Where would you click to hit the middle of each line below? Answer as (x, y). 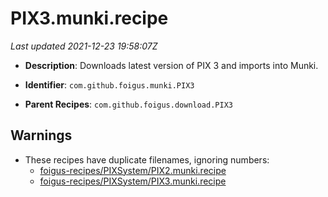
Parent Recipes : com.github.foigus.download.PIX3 (128, 104)
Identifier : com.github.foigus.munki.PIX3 (109, 84)
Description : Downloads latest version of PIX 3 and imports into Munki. (171, 65)
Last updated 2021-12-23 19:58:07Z (84, 46)
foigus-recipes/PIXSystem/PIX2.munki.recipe (133, 170)
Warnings (41, 135)
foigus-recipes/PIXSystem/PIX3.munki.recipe (133, 181)
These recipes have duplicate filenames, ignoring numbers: (147, 159)
